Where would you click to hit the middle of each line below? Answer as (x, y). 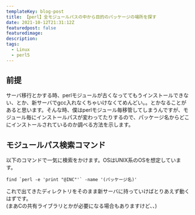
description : (22, 39)
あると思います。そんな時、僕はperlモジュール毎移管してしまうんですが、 (95, 110)
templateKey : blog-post (35, 11)
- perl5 (21, 55)
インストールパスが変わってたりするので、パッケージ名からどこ (113, 117)
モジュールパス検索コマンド (56, 145)
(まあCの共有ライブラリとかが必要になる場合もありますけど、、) (81, 206)
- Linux (21, 50)
